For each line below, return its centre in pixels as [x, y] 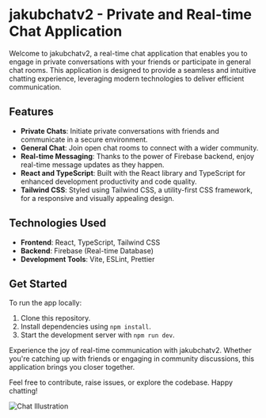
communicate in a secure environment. [84, 139]
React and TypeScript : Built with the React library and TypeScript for [133, 173]
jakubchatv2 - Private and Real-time [131, 15]
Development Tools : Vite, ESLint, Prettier [87, 259]
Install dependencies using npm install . [85, 327]
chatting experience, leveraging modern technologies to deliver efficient [127, 78]
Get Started [38, 284]
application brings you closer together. [72, 367]
